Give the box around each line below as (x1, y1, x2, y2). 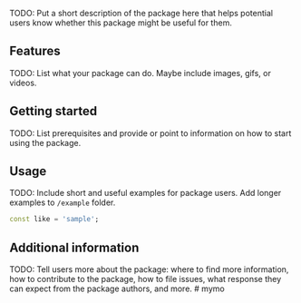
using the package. (9, 137, 82, 148)
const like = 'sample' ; (9, 215, 100, 224)
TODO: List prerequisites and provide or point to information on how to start (9, 127, 292, 139)
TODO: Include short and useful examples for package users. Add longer (9, 188, 282, 199)
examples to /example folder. (9, 197, 116, 208)
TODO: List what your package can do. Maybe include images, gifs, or (9, 67, 272, 78)
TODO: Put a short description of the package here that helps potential (9, 8, 274, 18)
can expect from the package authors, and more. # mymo (9, 283, 225, 294)
